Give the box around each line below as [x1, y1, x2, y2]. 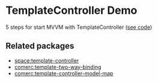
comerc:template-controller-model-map [14, 70, 114, 77]
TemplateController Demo [5, 4, 138, 17]
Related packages [5, 41, 74, 51]
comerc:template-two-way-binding [14, 63, 102, 70]
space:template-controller [14, 57, 79, 64]
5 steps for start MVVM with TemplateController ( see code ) [5, 23, 153, 31]
